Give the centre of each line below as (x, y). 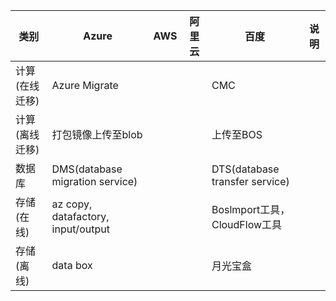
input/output (80, 229)
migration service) (94, 181)
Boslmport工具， (251, 209)
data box (72, 265)
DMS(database (87, 169)
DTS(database (245, 169)
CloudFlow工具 (247, 224)
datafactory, (80, 216)
